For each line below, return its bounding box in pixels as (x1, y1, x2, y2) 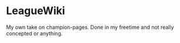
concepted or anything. (6, 29, 63, 37)
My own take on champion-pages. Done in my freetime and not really (6, 24, 175, 31)
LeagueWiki (6, 4, 65, 18)
